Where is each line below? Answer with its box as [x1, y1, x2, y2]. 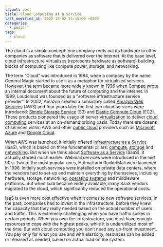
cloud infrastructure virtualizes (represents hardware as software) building [5, 58, 154, 64]
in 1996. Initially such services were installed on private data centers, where [5, 165, 157, 171]
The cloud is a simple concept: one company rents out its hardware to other [5, 47, 157, 54]
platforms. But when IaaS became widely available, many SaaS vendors [5, 180, 148, 186]
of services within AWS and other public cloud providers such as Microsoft [5, 124, 155, 130]
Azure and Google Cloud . [5, 130, 56, 135]
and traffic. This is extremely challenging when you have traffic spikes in [5, 210, 150, 216]
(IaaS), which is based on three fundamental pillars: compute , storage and [5, 144, 153, 150]
